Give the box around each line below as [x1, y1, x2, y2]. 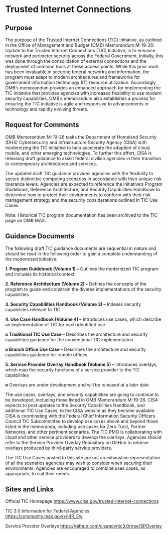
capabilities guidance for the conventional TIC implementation [5, 336, 134, 342]
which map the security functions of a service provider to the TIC [5, 366, 140, 372]
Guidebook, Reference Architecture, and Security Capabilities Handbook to [5, 186, 160, 192]
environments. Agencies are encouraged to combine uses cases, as [5, 465, 145, 471]
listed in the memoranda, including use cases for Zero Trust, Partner [5, 423, 146, 430]
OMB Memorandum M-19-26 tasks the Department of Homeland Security [5, 134, 157, 140]
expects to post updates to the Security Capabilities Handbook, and [5, 402, 145, 408]
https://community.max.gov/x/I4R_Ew [5, 513, 83, 519]
